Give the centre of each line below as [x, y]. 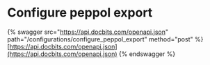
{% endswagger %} [147, 54]
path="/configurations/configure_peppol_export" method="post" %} [105, 39]
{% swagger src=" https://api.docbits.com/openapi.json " [88, 32]
